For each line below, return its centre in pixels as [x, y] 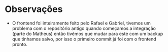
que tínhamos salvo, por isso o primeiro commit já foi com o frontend [84, 39]
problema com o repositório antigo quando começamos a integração [84, 28]
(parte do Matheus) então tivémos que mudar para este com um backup [88, 33]
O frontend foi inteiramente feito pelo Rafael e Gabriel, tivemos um [81, 23]
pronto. [20, 44]
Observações [34, 9]
